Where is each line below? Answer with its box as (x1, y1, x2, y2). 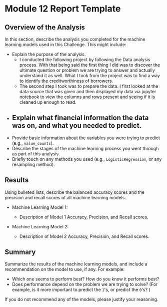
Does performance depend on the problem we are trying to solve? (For (11, 281, 158, 287)
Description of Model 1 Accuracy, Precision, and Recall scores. (19, 214, 148, 220)
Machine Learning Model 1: (11, 204, 68, 210)
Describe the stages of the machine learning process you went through (11, 145, 159, 151)
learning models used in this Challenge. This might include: (4, 42, 126, 48)
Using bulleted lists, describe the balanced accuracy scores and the (4, 189, 144, 195)
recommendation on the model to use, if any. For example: (4, 266, 125, 272)
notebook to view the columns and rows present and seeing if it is (19, 94, 155, 100)
